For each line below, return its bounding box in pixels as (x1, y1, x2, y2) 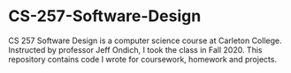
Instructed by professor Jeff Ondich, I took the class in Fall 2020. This (8, 44, 263, 55)
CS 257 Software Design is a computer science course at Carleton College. (8, 35, 282, 46)
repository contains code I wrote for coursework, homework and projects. (8, 54, 278, 64)
